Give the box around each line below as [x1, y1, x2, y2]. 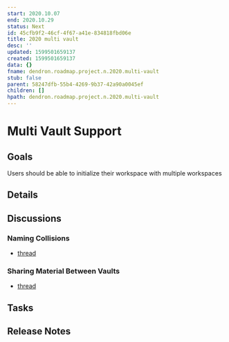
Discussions [7, 212, 62, 225]
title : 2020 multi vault [7, 36, 79, 43]
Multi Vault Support [7, 124, 122, 139]
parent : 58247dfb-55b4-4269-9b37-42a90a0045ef [7, 81, 144, 88]
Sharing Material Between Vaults [7, 267, 120, 276]
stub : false [7, 74, 42, 82]
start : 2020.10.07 [7, 10, 60, 17]
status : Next [7, 23, 45, 30]
